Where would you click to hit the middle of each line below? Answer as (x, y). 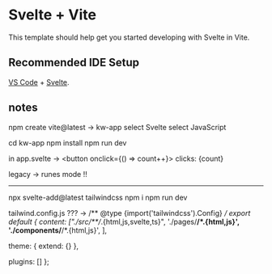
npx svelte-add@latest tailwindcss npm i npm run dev (98, 197)
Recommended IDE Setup (74, 63)
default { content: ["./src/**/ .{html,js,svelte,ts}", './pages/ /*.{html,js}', (124, 221)
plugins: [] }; (29, 261)
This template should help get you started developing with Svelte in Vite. (129, 37)
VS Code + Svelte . (39, 82)
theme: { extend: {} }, (44, 246)
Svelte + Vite (53, 15)
